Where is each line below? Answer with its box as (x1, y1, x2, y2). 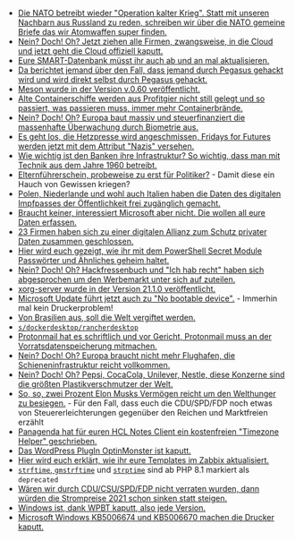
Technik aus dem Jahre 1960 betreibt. (17, 160, 158, 170)
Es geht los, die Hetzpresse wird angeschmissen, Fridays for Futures (17, 132, 271, 142)
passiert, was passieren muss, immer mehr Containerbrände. (17, 103, 243, 113)
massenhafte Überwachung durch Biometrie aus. (17, 122, 199, 133)
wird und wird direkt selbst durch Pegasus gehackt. (17, 74, 208, 84)
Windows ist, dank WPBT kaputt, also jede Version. (17, 502, 206, 513)
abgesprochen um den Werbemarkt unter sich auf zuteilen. (17, 274, 236, 285)
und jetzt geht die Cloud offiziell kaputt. (17, 46, 164, 56)
